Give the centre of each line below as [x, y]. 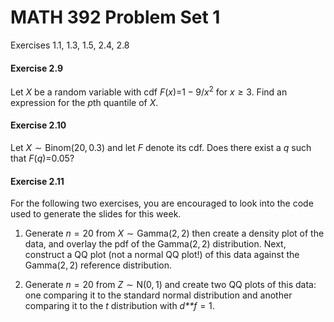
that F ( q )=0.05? [42, 158]
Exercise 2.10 [38, 125]
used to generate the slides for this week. [96, 214]
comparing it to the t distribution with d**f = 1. [119, 306]
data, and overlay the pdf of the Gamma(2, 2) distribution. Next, [155, 244]
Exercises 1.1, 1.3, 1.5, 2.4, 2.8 [70, 45]
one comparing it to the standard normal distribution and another [158, 295]
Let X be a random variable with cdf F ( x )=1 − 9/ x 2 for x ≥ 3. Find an [149, 91]
